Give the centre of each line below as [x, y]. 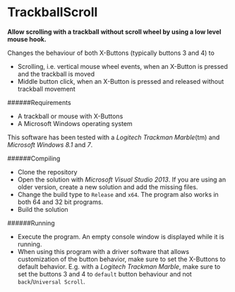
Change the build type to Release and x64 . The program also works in [118, 194]
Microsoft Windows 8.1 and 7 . [50, 144]
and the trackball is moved [56, 74]
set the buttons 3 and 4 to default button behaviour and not [104, 274]
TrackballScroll [53, 12]
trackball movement [46, 89]
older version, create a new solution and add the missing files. [108, 186]
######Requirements [40, 102]
